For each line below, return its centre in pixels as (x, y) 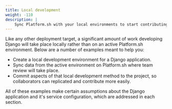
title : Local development (33, 10)
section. (14, 102)
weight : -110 (19, 15)
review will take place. (36, 71)
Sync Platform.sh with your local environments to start (77, 24)
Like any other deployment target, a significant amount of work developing (84, 39)
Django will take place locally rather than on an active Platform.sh (74, 45)
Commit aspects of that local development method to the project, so (85, 76)
